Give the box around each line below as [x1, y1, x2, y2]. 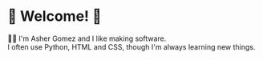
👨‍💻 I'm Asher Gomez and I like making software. [7, 34, 167, 43]
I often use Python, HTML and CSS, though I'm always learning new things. [7, 42, 256, 51]
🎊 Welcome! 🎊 [7, 7, 102, 26]
